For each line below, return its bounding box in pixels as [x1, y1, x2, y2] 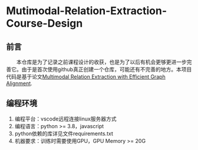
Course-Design [6, 17, 83, 30]
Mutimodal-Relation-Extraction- [6, 4, 167, 18]
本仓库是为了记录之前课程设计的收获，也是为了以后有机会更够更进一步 [16, 58, 187, 66]
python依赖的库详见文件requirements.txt [14, 130, 113, 137]
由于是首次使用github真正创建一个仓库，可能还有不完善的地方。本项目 [21, 66, 192, 73]
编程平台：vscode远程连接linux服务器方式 [14, 115, 117, 122]
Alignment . [6, 80, 32, 87]
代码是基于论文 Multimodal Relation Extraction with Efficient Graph [6, 73, 166, 80]
